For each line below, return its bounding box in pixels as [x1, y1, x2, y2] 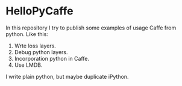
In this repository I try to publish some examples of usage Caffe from [5, 24, 177, 31]
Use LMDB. [14, 61, 43, 69]
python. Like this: [5, 30, 49, 37]
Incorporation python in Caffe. [14, 55, 90, 62]
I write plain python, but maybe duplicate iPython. [5, 73, 129, 80]
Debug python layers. [14, 48, 68, 55]
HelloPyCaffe [5, 4, 74, 18]
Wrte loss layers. [14, 42, 57, 49]
